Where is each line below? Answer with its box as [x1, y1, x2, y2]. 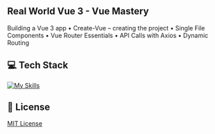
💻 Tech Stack [7, 59, 69, 71]
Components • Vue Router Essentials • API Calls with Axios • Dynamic [7, 31, 209, 39]
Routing [7, 38, 30, 47]
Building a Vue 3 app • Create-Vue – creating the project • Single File [7, 23, 205, 32]
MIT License [7, 119, 43, 128]
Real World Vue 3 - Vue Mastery [7, 6, 149, 17]
